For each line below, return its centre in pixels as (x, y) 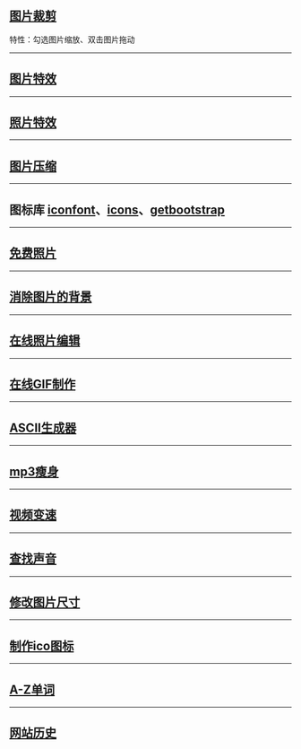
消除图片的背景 (51, 297)
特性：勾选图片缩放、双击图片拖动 (72, 39)
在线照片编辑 (45, 340)
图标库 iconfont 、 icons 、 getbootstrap (117, 209)
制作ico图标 (42, 645)
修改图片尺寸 (45, 602)
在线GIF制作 (43, 384)
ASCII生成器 (43, 427)
